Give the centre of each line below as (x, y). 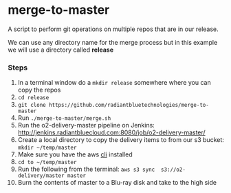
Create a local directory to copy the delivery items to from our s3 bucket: (121, 140)
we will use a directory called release (61, 50)
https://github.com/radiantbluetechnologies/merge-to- (129, 105)
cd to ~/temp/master (47, 163)
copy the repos (39, 90)
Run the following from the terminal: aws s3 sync (86, 169)
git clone (32, 105)
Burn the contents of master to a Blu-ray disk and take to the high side (117, 183)
